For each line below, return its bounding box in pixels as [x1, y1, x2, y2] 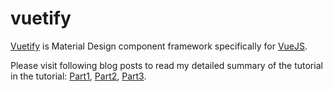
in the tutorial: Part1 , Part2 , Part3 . [10, 70, 147, 82]
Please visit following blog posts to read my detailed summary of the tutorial [10, 59, 323, 71]
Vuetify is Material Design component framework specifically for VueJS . [10, 40, 308, 52]
